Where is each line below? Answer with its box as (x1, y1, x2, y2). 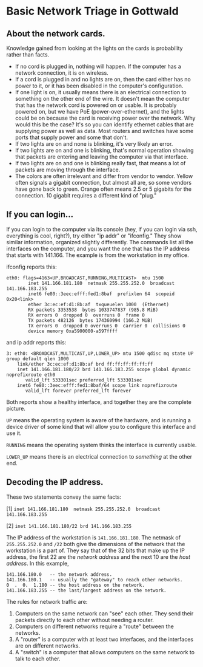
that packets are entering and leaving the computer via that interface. (15, 153, 188, 160)
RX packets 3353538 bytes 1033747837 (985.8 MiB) (28, 307, 159, 313)
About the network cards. (6, 29, 105, 39)
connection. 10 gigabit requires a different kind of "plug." (15, 192, 157, 199)
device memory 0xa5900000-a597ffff (28, 328, 118, 334)
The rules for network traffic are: (6, 598, 88, 605)
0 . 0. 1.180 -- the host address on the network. (6, 582, 145, 588)
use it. (6, 429, 22, 437)
